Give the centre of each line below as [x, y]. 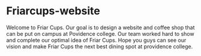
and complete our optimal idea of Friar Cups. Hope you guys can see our [96, 40]
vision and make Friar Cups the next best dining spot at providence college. [100, 46]
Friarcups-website [53, 11]
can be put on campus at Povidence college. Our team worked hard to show [100, 33]
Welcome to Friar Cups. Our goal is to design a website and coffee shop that [100, 27]
